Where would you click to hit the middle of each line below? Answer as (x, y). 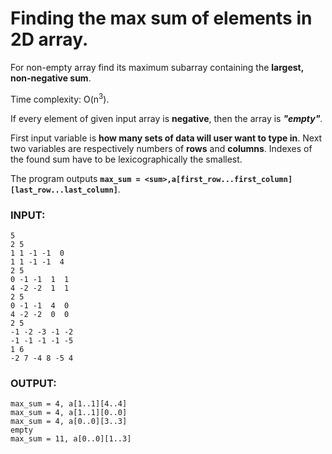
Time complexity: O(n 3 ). (60, 98)
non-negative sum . (51, 78)
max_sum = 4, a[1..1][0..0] (69, 413)
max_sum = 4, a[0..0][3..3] (69, 422)
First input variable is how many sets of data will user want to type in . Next (166, 138)
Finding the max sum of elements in (161, 18)
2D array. (49, 39)
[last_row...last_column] (64, 190)
